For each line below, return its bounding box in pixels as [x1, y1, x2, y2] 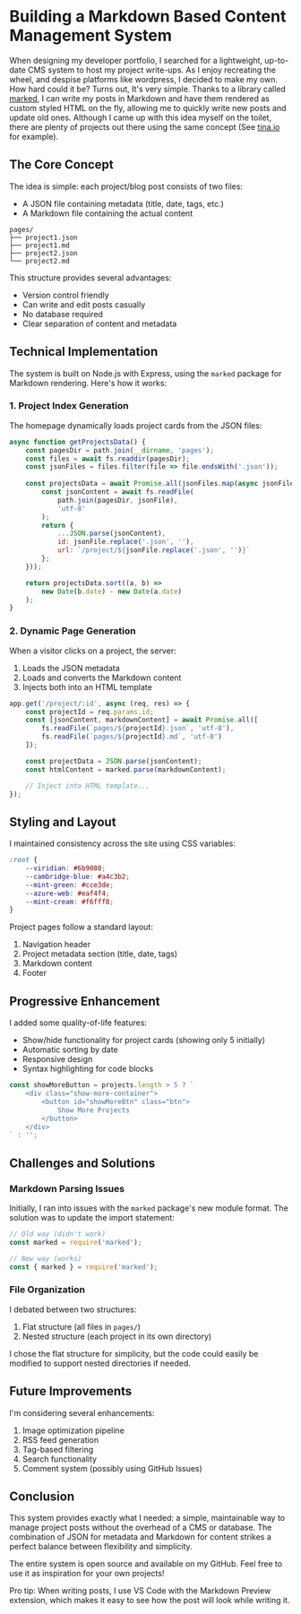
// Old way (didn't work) [9, 1230, 106, 1239]
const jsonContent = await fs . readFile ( [41, 488, 194, 496]
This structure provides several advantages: [9, 272, 172, 283]
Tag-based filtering [21, 1444, 94, 1454]
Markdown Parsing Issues [9, 1182, 125, 1195]
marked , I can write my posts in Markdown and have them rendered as [9, 92, 271, 104]
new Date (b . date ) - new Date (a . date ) [41, 587, 182, 596]
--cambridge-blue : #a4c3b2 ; [25, 872, 130, 881]
